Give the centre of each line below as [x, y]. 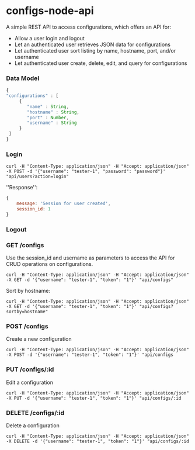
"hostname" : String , [53, 112]
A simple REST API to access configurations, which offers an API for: [88, 27]
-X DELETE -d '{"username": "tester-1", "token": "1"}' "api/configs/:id [98, 441]
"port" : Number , [48, 117]
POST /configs [27, 326]
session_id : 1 [34, 209]
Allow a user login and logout [49, 38]
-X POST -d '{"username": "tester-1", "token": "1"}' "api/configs [90, 355]
